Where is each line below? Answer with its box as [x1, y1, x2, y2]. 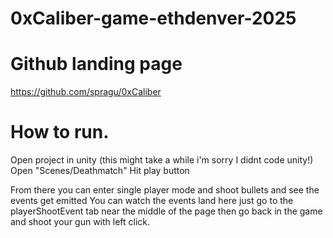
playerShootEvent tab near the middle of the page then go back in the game [10, 205, 323, 217]
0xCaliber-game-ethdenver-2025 [10, 7, 297, 30]
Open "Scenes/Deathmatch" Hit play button [10, 165, 190, 177]
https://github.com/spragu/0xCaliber [10, 86, 162, 98]
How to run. [10, 121, 110, 144]
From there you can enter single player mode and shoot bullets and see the [10, 184, 320, 196]
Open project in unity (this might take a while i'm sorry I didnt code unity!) [10, 154, 314, 166]
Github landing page [10, 53, 183, 76]
